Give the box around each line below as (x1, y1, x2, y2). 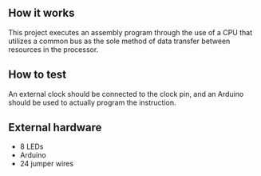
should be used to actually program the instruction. (8, 98, 176, 107)
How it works (8, 6, 75, 20)
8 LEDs (19, 142, 44, 151)
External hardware (8, 121, 102, 134)
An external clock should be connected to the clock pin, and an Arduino (8, 89, 244, 98)
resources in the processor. (8, 44, 99, 54)
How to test (8, 68, 66, 82)
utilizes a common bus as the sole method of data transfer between (8, 36, 231, 46)
